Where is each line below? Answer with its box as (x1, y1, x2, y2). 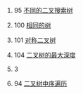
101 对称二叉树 (13, 36, 56, 44)
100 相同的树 (13, 21, 51, 29)
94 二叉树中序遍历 (13, 79, 68, 88)
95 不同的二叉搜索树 (13, 6, 73, 14)
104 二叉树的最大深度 (13, 51, 76, 59)
